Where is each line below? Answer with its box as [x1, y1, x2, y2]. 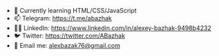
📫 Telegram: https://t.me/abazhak [13, 14, 113, 22]
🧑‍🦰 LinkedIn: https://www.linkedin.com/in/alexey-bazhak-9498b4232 [13, 24, 212, 32]
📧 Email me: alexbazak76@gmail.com [13, 42, 121, 49]
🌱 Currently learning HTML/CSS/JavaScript [13, 7, 137, 14]
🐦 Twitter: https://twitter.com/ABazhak [13, 31, 126, 40]
